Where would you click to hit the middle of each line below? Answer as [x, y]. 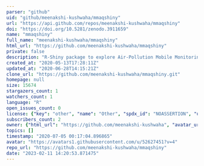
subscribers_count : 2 [34, 119]
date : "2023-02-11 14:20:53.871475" [53, 153]
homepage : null [25, 80]
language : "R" [24, 102]
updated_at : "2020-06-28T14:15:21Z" [53, 68]
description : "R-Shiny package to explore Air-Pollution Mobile [89, 57]
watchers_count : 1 [29, 97]
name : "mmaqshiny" [29, 35]
